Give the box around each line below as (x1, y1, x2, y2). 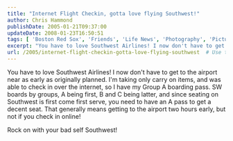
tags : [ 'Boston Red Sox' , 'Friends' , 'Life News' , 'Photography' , (7, 36, 207, 43)
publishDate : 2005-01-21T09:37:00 (7, 23, 107, 30)
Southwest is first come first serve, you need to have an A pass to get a (7, 97, 212, 106)
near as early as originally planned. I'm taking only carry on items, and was (7, 75, 221, 83)
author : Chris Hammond (7, 17, 73, 24)
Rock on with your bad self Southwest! (7, 126, 118, 134)
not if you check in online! (7, 112, 81, 120)
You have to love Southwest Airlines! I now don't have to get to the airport (7, 67, 218, 76)
